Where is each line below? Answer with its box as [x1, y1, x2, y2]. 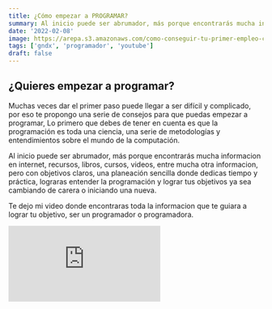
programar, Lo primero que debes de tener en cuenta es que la [8, 118, 219, 128]
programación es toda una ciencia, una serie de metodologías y [8, 126, 221, 136]
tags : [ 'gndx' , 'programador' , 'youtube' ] [8, 42, 154, 50]
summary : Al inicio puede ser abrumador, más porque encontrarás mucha [8, 19, 255, 28]
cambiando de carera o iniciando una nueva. [8, 185, 157, 195]
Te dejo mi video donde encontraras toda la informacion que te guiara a [8, 201, 247, 210]
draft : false [8, 49, 53, 57]
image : [8, 34, 31, 43]
